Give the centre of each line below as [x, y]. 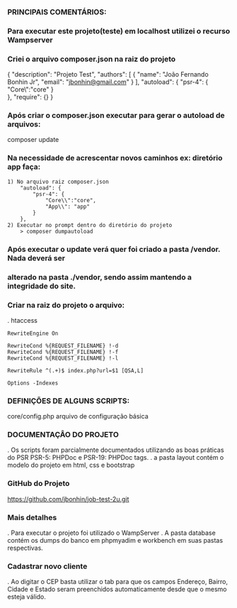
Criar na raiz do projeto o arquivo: [66, 305]
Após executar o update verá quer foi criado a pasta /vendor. [114, 249]
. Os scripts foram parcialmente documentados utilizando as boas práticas [116, 450]
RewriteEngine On [33, 333]
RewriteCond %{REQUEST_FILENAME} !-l [63, 358]
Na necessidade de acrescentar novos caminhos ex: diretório [115, 158]
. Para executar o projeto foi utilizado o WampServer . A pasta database [111, 533]
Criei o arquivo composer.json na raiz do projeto [92, 59]
